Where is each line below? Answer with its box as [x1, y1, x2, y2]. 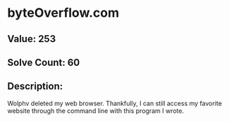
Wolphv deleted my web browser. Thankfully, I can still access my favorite [7, 99, 222, 107]
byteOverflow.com [7, 5, 120, 21]
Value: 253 [7, 33, 56, 45]
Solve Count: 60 [7, 56, 80, 68]
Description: [7, 81, 63, 93]
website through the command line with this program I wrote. [7, 107, 185, 115]
